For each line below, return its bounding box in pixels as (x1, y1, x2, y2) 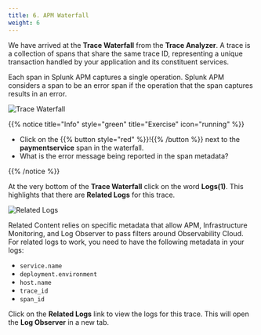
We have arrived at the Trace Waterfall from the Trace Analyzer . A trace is (8, 40, 251, 49)
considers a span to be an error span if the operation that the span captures (8, 80, 253, 90)
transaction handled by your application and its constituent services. (8, 56, 230, 67)
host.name (19, 279, 53, 286)
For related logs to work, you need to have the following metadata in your (8, 237, 245, 246)
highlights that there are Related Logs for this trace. (8, 190, 176, 199)
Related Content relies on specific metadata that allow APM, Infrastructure (8, 220, 248, 230)
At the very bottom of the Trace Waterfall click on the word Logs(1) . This (8, 181, 245, 191)
